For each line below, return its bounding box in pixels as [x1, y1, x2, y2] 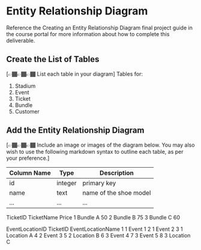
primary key [82, 178, 116, 187]
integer [56, 178, 77, 187]
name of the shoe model [82, 188, 151, 197]
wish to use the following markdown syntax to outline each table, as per [6, 148, 184, 155]
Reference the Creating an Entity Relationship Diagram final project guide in [6, 24, 193, 31]
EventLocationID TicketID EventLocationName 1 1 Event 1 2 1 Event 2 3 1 [6, 225, 183, 233]
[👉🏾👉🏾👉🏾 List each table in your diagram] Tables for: [6, 70, 143, 78]
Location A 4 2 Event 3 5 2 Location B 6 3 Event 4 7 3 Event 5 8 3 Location [6, 231, 191, 239]
